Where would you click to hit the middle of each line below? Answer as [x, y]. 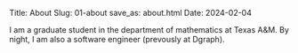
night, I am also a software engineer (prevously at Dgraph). [117, 39]
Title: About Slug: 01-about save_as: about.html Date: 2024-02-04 [130, 13]
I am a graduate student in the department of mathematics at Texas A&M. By [149, 30]
